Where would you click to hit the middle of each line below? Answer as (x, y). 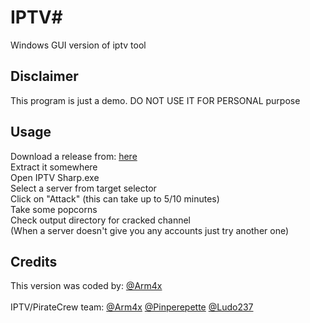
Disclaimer (44, 76)
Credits (34, 261)
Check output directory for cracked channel (100, 220)
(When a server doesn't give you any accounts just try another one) (150, 230)
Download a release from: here (74, 156)
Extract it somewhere (54, 167)
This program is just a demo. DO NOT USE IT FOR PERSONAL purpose (155, 100)
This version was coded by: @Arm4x (86, 286)
